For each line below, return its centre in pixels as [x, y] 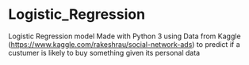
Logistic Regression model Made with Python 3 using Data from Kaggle [125, 36]
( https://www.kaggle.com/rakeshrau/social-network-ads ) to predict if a [124, 44]
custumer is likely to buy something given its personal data [104, 52]
